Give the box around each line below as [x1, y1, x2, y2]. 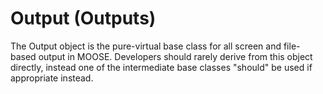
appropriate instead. [10, 72, 94, 84]
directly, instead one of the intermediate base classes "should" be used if [10, 61, 313, 73]
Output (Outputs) [10, 7, 157, 30]
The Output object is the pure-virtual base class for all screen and [10, 40, 282, 52]
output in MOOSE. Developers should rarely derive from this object [38, 50, 313, 62]
